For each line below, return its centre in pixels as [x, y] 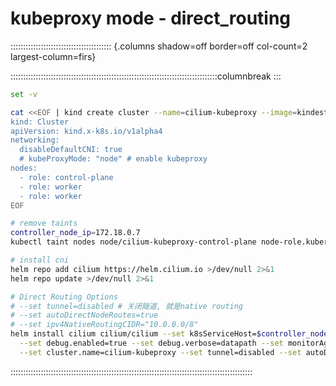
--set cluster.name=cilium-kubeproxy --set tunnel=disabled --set [160, 352]
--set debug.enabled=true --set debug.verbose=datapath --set [151, 343]
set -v [24, 94]
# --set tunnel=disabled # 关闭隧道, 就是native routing [127, 306]
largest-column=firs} [53, 56]
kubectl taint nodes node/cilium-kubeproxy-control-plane [133, 242]
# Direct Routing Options [64, 297]
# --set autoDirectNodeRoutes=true [84, 315]
